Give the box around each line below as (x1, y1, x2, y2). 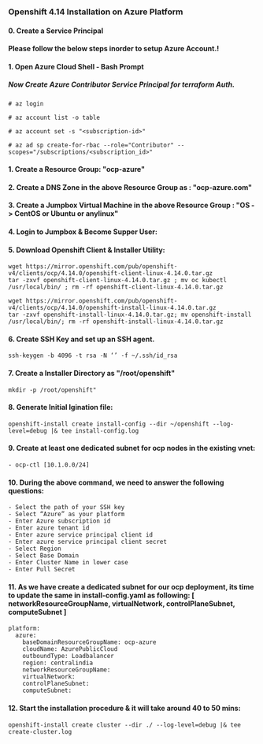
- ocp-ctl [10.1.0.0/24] (8, 461, 90, 469)
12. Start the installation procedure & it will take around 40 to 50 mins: (8, 704, 242, 713)
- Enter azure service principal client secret (8, 538, 168, 546)
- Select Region (8, 545, 61, 553)
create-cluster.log (8, 727, 72, 735)
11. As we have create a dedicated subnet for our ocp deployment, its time (8, 582, 254, 591)
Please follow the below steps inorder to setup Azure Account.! (8, 44, 220, 54)
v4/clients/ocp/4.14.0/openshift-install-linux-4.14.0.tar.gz (8, 304, 217, 312)
